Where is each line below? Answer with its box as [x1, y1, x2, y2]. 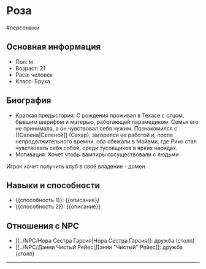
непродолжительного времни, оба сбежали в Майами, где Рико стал [15, 137, 197, 145]
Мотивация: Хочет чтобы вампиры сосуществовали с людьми [15, 151, 179, 158]
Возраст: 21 [15, 64, 46, 72]
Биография [6, 96, 51, 106]
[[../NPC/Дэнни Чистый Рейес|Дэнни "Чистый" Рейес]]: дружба [15, 243, 183, 251]
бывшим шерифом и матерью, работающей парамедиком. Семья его [15, 118, 199, 126]
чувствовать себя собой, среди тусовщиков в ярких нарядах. [15, 144, 178, 151]
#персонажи [6, 24, 40, 31]
